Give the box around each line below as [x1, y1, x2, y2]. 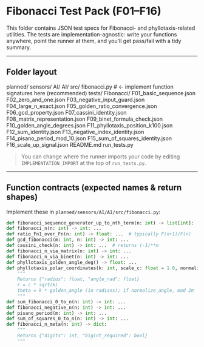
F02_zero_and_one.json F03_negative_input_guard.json [6, 96, 145, 103]
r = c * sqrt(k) [17, 282, 59, 288]
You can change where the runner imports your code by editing [21, 153, 180, 160]
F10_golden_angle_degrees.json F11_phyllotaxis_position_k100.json [6, 121, 173, 129]
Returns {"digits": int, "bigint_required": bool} [17, 332, 148, 339]
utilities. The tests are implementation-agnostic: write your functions [6, 30, 177, 38]
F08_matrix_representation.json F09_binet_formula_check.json [6, 115, 163, 123]
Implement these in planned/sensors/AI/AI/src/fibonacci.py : [6, 208, 161, 215]
